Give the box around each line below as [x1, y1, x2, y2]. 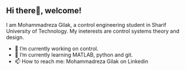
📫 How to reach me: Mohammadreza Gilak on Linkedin [14, 58, 149, 65]
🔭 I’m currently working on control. [14, 45, 99, 52]
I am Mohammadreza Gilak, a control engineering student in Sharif [6, 21, 167, 28]
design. [6, 33, 25, 41]
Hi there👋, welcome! [6, 6, 82, 16]
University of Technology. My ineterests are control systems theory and [6, 27, 180, 34]
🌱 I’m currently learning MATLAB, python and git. [14, 51, 133, 58]
